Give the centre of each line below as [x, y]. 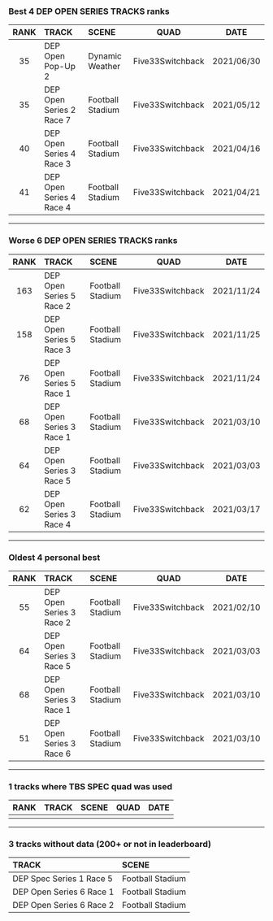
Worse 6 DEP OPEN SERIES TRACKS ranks [93, 241]
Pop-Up [60, 67]
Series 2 [60, 110]
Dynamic [105, 56]
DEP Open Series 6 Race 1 [63, 892]
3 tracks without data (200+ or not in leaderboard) [110, 845]
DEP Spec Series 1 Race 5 [63, 879]
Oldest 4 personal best [54, 557]
